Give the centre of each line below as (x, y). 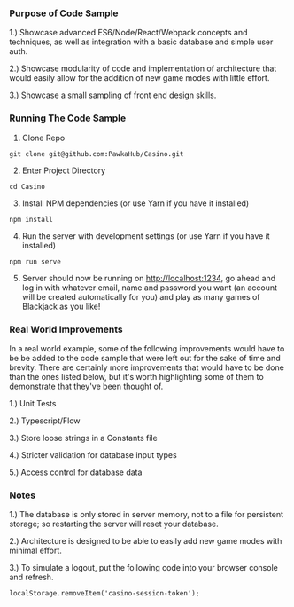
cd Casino (27, 186)
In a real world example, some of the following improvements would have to (147, 348)
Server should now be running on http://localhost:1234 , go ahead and (149, 278)
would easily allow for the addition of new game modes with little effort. (139, 78)
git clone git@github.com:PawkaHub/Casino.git (97, 154)
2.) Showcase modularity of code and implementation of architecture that (143, 68)
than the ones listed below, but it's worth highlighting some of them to (136, 376)
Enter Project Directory (64, 170)
